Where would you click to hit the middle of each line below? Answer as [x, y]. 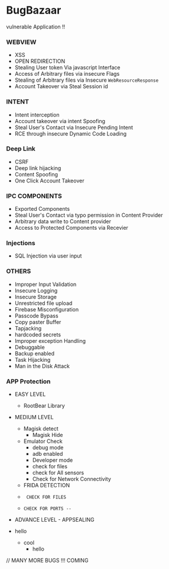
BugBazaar [34, 10]
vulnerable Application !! [36, 27]
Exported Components [42, 209]
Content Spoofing [36, 174]
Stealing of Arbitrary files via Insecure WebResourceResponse [87, 80]
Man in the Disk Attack [42, 366]
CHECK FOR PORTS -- [48, 509]
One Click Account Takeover [49, 181]
